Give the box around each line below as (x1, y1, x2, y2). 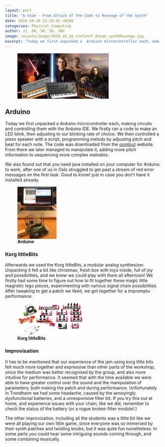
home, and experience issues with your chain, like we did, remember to (5, 400, 149, 406)
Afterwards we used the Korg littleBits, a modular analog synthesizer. (5, 262, 145, 268)
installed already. (5, 177, 40, 183)
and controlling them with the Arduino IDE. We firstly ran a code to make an (5, 126, 157, 132)
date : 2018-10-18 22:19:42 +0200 (5, 18, 74, 23)
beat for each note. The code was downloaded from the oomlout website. (5, 141, 154, 147)
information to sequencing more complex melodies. (5, 152, 110, 158)
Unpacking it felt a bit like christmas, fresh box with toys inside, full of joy (5, 267, 153, 273)
